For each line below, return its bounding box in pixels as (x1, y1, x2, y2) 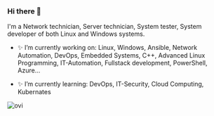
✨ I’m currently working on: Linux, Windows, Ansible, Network (17, 44, 198, 52)
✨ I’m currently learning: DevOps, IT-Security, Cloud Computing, (17, 80, 204, 89)
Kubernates (17, 88, 51, 96)
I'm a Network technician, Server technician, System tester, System (7, 22, 202, 31)
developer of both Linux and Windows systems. (7, 30, 145, 38)
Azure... (17, 66, 41, 75)
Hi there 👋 (7, 6, 42, 16)
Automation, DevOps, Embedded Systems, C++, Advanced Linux (17, 51, 206, 60)
